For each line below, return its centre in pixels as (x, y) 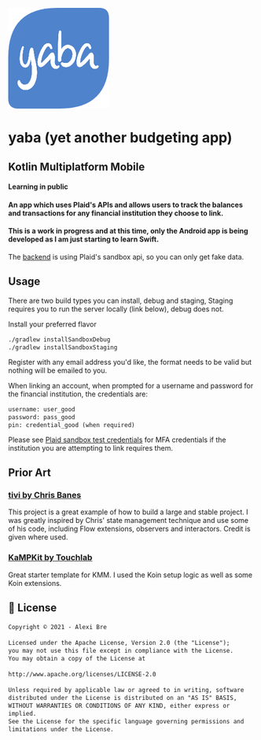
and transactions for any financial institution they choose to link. (116, 213)
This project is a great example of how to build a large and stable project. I (129, 512)
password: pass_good (42, 417)
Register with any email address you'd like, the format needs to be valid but (130, 362)
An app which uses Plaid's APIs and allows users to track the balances (126, 204)
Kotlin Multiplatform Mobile (77, 166)
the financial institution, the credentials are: (78, 394)
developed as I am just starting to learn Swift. (84, 239)
